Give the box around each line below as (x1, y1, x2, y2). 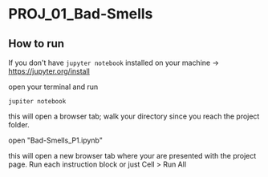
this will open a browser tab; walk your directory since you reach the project (8, 111, 260, 121)
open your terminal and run (8, 82, 99, 91)
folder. (8, 120, 30, 129)
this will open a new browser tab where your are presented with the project (8, 151, 257, 160)
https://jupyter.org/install (8, 66, 91, 76)
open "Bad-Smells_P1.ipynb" (8, 135, 103, 145)
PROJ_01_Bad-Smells (8, 5, 153, 23)
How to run (8, 37, 65, 50)
